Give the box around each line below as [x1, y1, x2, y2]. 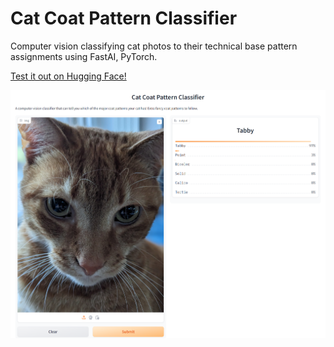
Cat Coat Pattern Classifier [10, 7, 238, 30]
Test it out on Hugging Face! [10, 70, 127, 82]
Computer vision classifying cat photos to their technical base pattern [10, 40, 298, 52]
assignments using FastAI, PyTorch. [10, 50, 158, 62]
